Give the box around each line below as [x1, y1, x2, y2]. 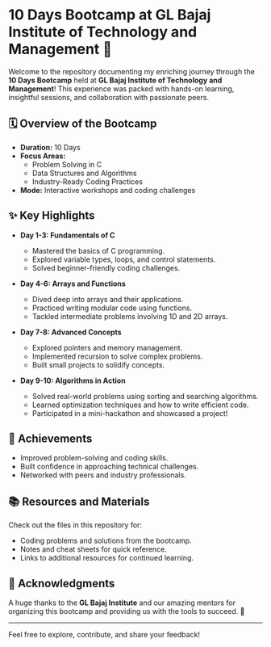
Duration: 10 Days [19, 142, 81, 152]
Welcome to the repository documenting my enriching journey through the [8, 66, 256, 76]
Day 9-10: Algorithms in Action [19, 376, 127, 385]
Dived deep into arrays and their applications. [31, 294, 184, 304]
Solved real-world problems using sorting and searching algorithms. [31, 391, 259, 401]
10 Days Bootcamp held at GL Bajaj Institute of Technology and [8, 75, 223, 85]
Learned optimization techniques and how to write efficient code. [31, 400, 249, 410]
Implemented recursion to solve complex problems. [31, 351, 203, 361]
